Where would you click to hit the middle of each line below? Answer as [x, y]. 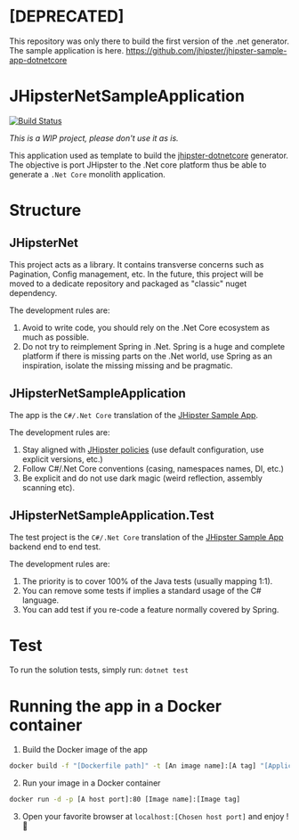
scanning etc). [48, 487]
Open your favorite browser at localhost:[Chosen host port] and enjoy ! [155, 817]
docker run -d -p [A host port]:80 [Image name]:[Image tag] [125, 800]
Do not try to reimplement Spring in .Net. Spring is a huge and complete [154, 346]
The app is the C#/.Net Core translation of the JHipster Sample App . [134, 415]
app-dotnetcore [38, 60]
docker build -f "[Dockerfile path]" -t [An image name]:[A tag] [133, 766]
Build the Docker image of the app [85, 750]
